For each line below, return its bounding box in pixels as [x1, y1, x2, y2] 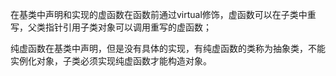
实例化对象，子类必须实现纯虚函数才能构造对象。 [10, 55, 212, 67]
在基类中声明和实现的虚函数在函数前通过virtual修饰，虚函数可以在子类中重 [10, 9, 317, 20]
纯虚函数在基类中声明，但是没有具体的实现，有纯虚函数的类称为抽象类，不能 [10, 43, 326, 54]
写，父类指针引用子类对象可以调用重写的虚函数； [10, 21, 212, 33]
